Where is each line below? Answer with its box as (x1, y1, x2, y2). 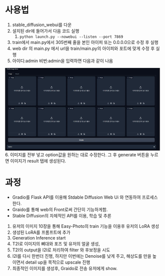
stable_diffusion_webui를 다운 (12, 22, 72, 28)
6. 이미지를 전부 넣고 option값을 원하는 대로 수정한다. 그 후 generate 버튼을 (5, 151, 150, 158)
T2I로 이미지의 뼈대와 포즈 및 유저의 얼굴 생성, (12, 241, 100, 246)
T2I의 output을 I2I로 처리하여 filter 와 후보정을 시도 (12, 247, 110, 253)
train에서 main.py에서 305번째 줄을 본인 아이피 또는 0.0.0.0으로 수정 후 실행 (12, 39, 159, 45)
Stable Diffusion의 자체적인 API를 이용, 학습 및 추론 (12, 212, 111, 218)
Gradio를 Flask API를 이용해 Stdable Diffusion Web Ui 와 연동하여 (12, 194, 141, 200)
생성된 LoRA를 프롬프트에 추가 (12, 229, 71, 235)
